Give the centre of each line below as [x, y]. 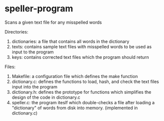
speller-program [39, 9]
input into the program [35, 86]
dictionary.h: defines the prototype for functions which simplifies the [82, 92]
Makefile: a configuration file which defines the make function [75, 76]
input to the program [33, 52]
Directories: [16, 32]
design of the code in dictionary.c [46, 97]
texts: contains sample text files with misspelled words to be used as [82, 46]
